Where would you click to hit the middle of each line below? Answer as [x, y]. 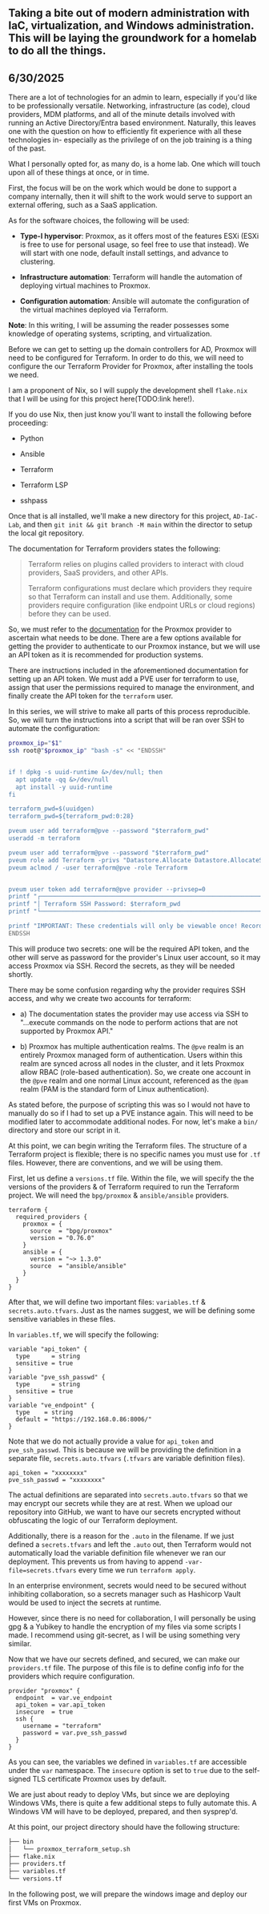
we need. [24, 375]
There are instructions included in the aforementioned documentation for [128, 670]
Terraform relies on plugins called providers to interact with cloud [136, 564]
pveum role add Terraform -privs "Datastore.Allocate [100, 860]
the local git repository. [46, 533]
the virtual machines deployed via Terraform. [94, 310]
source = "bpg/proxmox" [71, 1231]
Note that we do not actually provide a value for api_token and [111, 1441]
